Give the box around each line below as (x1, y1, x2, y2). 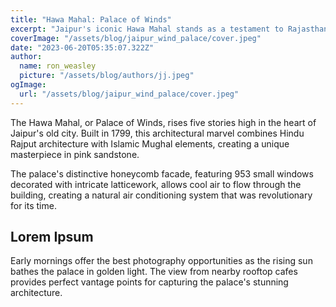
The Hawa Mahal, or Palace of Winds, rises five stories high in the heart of (10, 116, 317, 128)
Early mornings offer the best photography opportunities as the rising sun (10, 255, 313, 267)
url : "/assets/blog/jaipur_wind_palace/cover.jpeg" (19, 89, 240, 99)
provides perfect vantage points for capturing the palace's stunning (10, 276, 289, 288)
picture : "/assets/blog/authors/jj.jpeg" (19, 71, 195, 81)
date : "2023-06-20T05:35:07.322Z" (10, 42, 155, 53)
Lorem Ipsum (10, 229, 94, 246)
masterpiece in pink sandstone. (10, 148, 140, 160)
